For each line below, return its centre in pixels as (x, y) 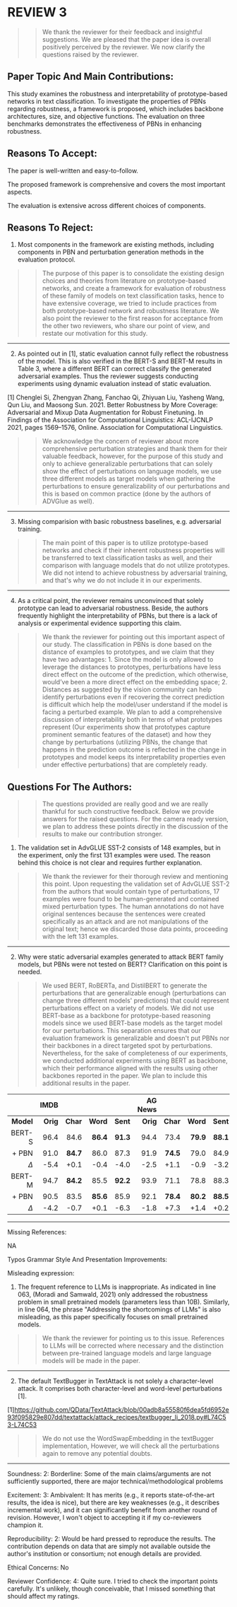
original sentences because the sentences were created (124, 914)
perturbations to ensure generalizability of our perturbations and (136, 486)
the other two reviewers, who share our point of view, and (126, 326)
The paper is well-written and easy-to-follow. (73, 170)
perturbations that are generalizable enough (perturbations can (134, 993)
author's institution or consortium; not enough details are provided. (105, 1554)
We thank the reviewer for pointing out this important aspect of (134, 637)
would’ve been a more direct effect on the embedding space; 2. (135, 682)
